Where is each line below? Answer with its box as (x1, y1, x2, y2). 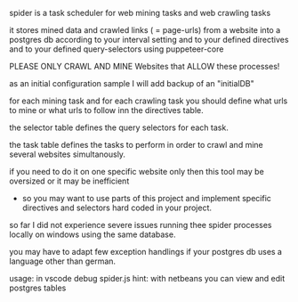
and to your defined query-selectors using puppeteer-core (9, 44, 224, 54)
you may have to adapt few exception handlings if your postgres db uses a (9, 247, 283, 257)
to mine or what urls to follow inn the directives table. (9, 105, 204, 115)
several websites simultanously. (9, 149, 126, 159)
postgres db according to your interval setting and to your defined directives (9, 35, 289, 45)
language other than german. (9, 256, 117, 266)
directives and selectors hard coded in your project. (21, 202, 212, 213)
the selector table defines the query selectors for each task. (9, 122, 229, 133)
